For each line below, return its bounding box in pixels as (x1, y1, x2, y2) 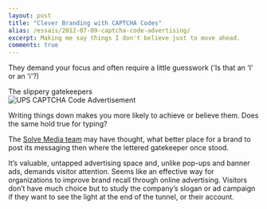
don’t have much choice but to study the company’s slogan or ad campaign (8, 184, 256, 193)
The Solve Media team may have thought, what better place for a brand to (8, 134, 251, 144)
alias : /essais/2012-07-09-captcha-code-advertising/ (8, 26, 191, 34)
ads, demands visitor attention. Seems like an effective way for (8, 167, 214, 176)
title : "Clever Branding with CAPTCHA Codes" (8, 19, 162, 27)
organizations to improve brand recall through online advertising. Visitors (8, 176, 248, 185)
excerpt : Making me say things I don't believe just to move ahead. (8, 33, 241, 42)
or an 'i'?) (8, 72, 40, 81)
